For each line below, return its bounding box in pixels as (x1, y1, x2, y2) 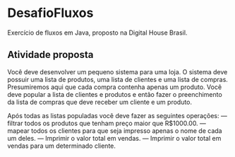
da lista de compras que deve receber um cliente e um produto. (7, 98, 193, 106)
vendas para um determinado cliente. (7, 141, 116, 150)
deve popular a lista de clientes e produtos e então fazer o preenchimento (7, 90, 222, 98)
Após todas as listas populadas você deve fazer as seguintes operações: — (7, 111, 227, 120)
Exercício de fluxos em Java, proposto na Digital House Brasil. (7, 28, 188, 37)
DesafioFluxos (7, 5, 94, 21)
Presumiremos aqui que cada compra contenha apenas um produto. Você (7, 83, 222, 91)
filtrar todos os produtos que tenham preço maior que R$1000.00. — (7, 119, 207, 127)
